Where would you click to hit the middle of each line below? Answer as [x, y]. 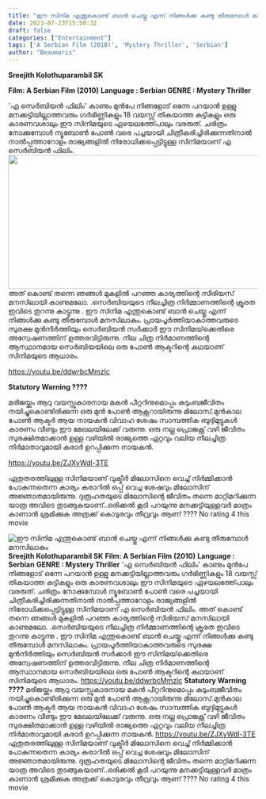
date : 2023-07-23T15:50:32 [53, 23]
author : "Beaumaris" [42, 52]
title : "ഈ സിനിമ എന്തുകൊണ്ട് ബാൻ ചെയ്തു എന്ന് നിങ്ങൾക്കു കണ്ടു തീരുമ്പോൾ [129, 15]
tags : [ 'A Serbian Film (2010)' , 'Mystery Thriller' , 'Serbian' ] [118, 45]
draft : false [30, 30]
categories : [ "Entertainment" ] [60, 38]
